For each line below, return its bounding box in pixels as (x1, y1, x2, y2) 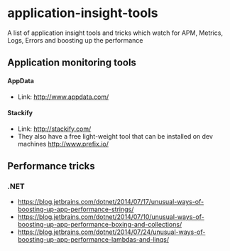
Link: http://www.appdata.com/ (17, 92, 109, 101)
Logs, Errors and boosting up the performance (7, 36, 143, 44)
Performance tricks (7, 160, 95, 172)
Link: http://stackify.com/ (17, 124, 92, 133)
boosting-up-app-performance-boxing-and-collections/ (17, 220, 182, 229)
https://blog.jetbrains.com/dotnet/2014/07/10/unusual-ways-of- (17, 213, 204, 221)
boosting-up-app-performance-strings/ (17, 205, 134, 214)
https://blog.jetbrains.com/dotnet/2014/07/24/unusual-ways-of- (17, 228, 206, 236)
